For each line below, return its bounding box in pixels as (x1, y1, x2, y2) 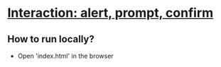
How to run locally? (7, 33, 95, 45)
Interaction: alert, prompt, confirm (7, 5, 214, 21)
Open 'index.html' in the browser (17, 51, 114, 60)
